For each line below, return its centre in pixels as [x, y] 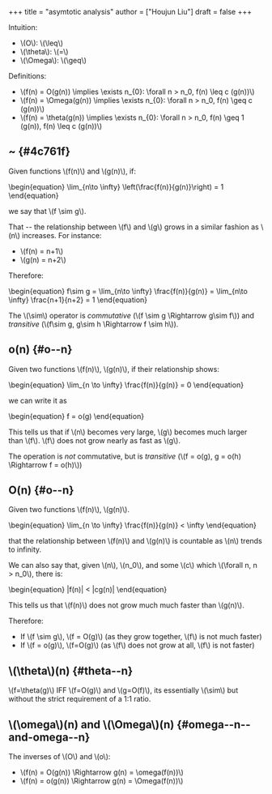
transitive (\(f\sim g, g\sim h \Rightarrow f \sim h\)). [93, 324]
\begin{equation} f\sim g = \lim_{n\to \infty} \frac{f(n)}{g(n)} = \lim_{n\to [128, 291]
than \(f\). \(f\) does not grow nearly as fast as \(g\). [94, 440]
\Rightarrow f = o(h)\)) [45, 464]
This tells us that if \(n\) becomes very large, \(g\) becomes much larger [128, 432]
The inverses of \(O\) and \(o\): [59, 757]
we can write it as [38, 400]
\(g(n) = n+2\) [43, 259]
